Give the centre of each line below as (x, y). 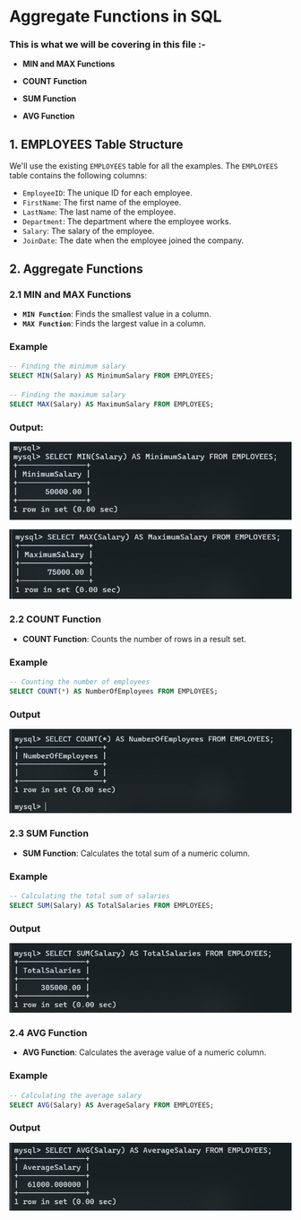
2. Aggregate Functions (76, 269)
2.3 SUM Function (49, 833)
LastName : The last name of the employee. (99, 212)
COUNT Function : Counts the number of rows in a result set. (134, 639)
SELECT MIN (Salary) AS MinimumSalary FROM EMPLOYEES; (112, 376)
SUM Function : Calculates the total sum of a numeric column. (136, 853)
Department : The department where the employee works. (126, 222)
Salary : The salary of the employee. (88, 231)
